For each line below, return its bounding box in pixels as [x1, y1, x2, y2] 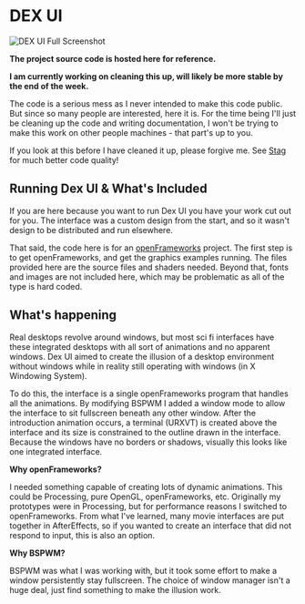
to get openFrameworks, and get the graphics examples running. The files [9, 251, 288, 262]
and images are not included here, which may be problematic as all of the [9, 271, 285, 282]
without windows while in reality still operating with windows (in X [9, 361, 256, 372]
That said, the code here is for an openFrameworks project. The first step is [9, 242, 293, 253]
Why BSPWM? [9, 548, 66, 558]
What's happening [9, 307, 117, 323]
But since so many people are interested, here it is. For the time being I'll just [9, 107, 297, 118]
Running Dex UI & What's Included [9, 181, 208, 197]
